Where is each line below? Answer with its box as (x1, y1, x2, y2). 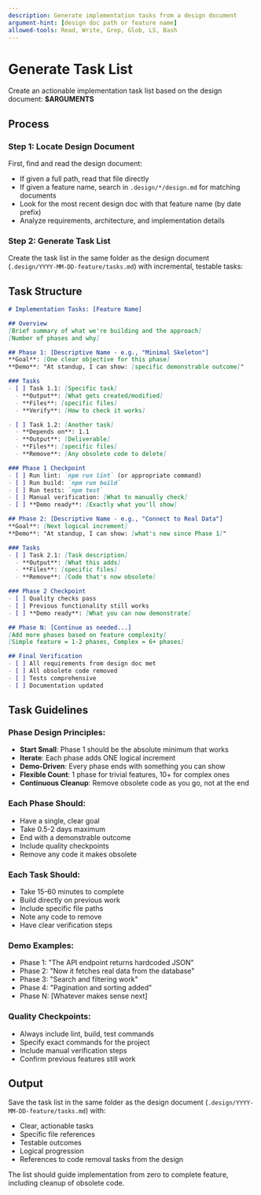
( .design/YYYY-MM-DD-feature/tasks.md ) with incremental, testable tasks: (8, 261, 244, 272)
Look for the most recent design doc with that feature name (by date (19, 199, 241, 209)
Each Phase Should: (8, 798, 86, 809)
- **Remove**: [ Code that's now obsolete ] (15, 573, 156, 581)
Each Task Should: (8, 869, 81, 880)
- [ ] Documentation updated (8, 682, 104, 690)
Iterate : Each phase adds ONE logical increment (19, 753, 176, 763)
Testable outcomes (19, 1138, 83, 1148)
